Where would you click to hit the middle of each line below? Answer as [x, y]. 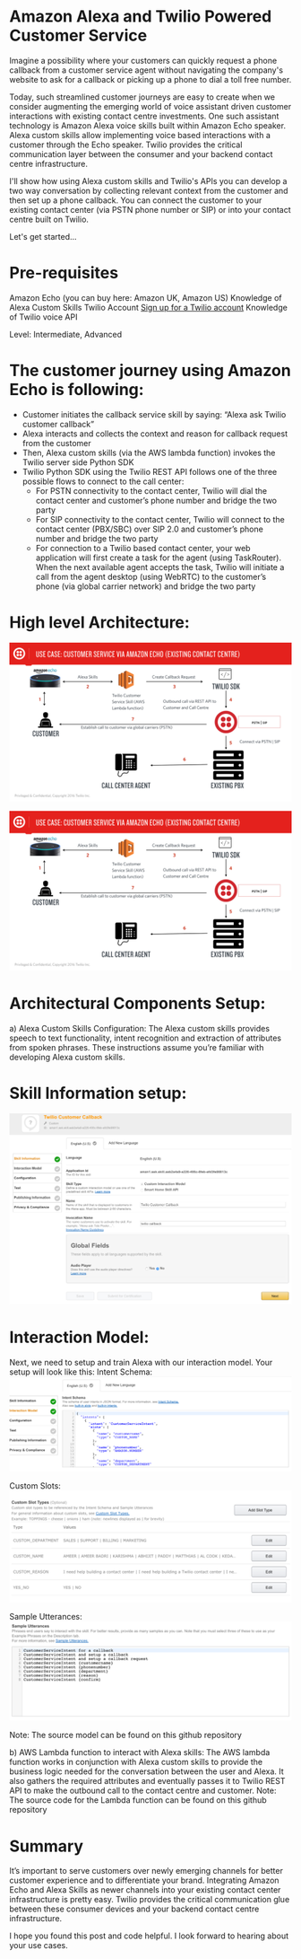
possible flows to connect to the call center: [103, 481]
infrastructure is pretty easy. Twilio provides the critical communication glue [150, 1900]
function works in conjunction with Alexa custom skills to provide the [136, 1762]
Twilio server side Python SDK [78, 462]
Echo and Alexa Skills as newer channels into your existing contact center [145, 1890]
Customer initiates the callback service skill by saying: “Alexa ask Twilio [154, 414]
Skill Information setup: [98, 1093]
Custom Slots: [35, 1486]
